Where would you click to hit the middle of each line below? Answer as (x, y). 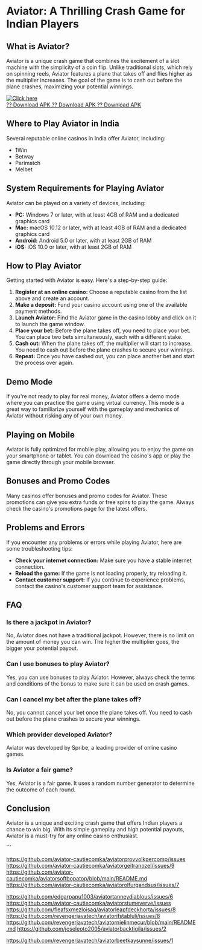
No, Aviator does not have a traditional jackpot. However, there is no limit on (100, 635)
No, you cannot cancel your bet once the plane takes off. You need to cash (99, 712)
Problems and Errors (46, 528)
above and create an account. (52, 298)
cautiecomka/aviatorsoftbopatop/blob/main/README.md (77, 879)
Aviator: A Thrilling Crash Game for (96, 11)
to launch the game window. (50, 324)
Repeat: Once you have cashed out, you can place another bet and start (105, 356)
